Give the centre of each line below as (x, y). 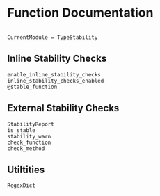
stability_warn (29, 136)
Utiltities (26, 169)
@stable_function (32, 87)
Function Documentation (80, 13)
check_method (26, 148)
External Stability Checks (63, 108)
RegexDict (22, 186)
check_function (29, 142)
